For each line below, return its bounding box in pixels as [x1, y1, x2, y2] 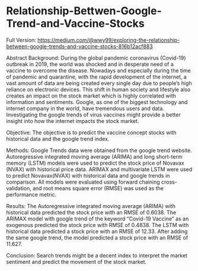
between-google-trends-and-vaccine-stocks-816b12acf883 [6, 43, 153, 50]
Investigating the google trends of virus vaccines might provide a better [6, 111, 181, 118]
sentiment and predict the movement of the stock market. [6, 258, 147, 265]
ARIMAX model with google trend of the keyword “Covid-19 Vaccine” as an [6, 215, 189, 222]
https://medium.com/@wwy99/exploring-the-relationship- [37, 36, 180, 43]
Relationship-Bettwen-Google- [6, 4, 162, 18]
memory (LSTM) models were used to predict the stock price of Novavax [6, 159, 185, 166]
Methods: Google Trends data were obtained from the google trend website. [6, 147, 193, 154]
